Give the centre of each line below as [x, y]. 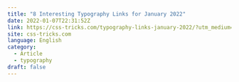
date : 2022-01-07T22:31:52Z [49, 21]
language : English [34, 41]
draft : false [27, 67]
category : [22, 47]
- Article [28, 54]
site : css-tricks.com [39, 34]
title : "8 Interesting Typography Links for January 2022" [97, 14]
